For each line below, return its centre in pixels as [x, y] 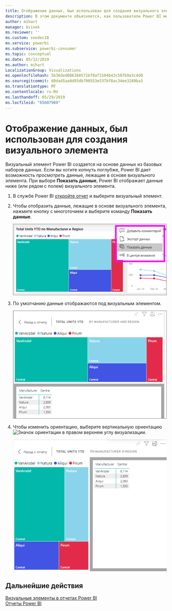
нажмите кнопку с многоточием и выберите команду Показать [82, 211]
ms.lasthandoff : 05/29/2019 [35, 97]
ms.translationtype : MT [31, 86]
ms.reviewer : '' [23, 32]
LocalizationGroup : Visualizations [43, 70]
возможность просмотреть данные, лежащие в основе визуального [80, 175]
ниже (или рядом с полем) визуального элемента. [61, 186]
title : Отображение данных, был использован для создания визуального [82, 11]
